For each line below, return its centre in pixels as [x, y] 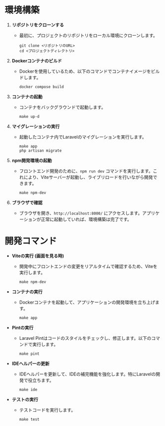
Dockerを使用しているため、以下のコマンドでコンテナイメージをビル [89, 71]
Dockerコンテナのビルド [37, 60]
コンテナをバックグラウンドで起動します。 [62, 107]
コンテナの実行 [27, 292]
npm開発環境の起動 [32, 160]
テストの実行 [25, 399]
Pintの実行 [23, 327]
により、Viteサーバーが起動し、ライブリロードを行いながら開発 [88, 177]
